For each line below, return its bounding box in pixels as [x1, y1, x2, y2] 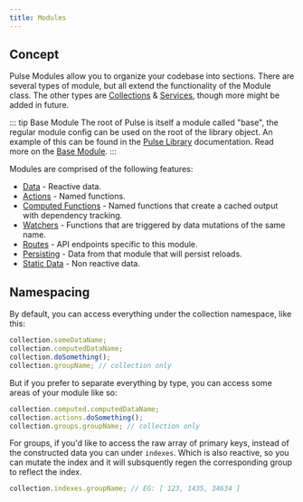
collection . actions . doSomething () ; [9, 413, 144, 422]
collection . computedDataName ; [9, 344, 124, 353]
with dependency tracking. [22, 210, 123, 221]
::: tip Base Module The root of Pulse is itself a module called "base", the [9, 117, 279, 128]
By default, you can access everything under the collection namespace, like [9, 309, 292, 320]
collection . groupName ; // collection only [9, 361, 172, 370]
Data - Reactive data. [22, 181, 102, 192]
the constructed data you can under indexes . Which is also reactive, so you [9, 448, 289, 459]
